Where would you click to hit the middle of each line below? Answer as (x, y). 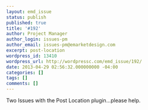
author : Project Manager (37, 34)
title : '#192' (24, 28)
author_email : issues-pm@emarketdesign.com (61, 45)
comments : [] (22, 84)
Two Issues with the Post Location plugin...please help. (73, 100)
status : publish (26, 17)
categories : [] (25, 73)
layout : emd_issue (29, 12)
